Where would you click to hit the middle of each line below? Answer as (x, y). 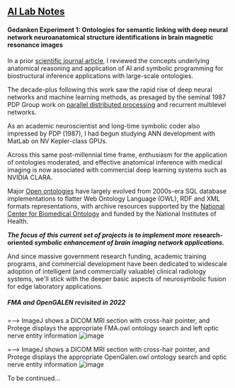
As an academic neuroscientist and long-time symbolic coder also (104, 126)
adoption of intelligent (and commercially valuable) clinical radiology (107, 271)
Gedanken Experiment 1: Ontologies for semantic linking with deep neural (117, 29)
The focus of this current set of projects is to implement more (99, 235)
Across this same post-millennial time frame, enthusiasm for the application (117, 155)
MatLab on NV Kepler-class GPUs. (57, 140)
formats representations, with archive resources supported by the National (116, 206)
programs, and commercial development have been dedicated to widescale (117, 264)
